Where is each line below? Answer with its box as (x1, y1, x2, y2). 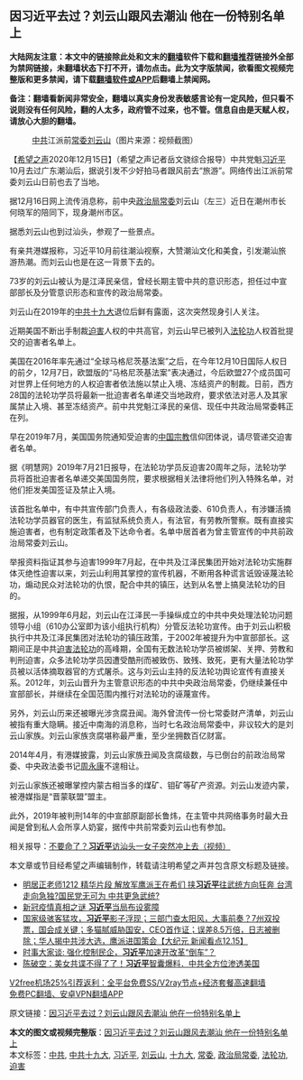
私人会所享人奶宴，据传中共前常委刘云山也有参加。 (40, 821, 231, 832)
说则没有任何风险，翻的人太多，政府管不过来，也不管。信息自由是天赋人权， (9, 104, 294, 115)
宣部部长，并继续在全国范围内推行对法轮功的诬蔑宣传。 (9, 688, 215, 699)
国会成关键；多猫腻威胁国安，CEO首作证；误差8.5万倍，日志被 (38, 924, 272, 935)
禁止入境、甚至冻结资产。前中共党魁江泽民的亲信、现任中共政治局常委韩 (16, 401, 286, 411)
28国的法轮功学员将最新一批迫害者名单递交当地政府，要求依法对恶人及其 (9, 389, 280, 400)
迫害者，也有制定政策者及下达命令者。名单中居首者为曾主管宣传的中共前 (16, 526, 286, 537)
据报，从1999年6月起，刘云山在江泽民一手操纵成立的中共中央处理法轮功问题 (9, 609, 293, 620)
